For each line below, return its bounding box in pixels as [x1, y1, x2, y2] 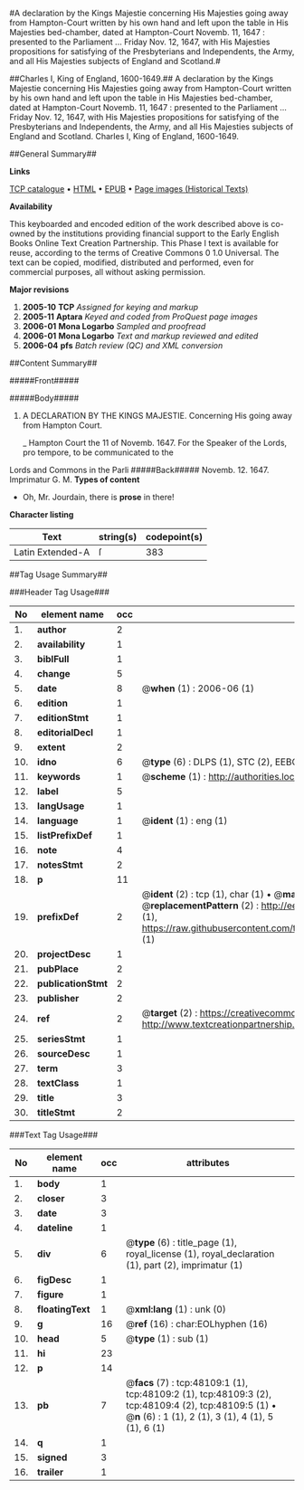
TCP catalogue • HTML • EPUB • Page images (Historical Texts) [9, 184, 249, 194]
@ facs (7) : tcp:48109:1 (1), [126, 1377, 249, 1389]
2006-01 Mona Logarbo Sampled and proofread [22, 321, 206, 331]
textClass [37, 1077, 80, 1089]
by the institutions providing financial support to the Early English [36, 228, 280, 239]
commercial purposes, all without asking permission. [9, 267, 206, 277]
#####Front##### [9, 375, 80, 385]
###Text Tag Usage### [9, 1130, 99, 1140]
